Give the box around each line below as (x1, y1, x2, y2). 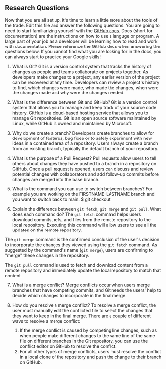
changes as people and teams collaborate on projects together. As (12, 69, 149, 75)
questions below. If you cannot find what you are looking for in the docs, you (5, 48, 162, 54)
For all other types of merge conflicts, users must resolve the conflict (19, 348, 161, 354)
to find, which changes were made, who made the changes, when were (12, 84, 159, 91)
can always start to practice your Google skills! (5, 54, 101, 60)
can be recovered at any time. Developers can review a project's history (12, 79, 160, 85)
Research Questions (5, 4, 69, 12)
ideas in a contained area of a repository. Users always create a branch (12, 140, 158, 146)
